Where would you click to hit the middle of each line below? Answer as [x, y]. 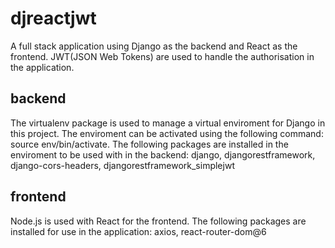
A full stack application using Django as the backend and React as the [154, 46]
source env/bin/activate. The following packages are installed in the [149, 144]
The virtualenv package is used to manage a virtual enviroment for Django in [168, 123]
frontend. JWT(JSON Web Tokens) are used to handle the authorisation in [162, 56]
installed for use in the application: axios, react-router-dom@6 [138, 231]
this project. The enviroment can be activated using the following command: [167, 133]
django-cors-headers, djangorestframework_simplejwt [122, 165]
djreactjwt [53, 18]
